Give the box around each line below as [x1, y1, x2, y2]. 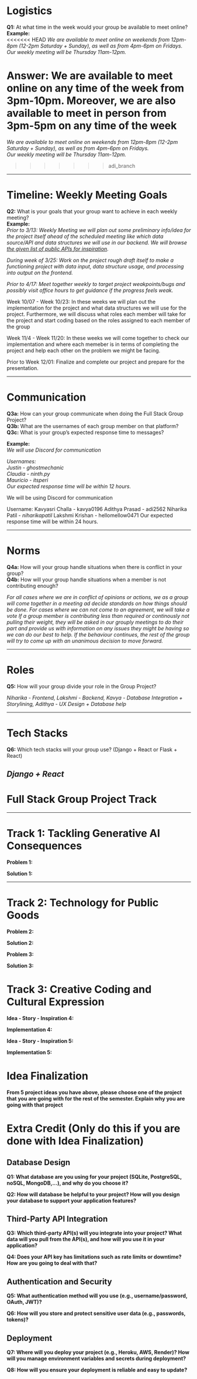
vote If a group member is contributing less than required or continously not [6, 612, 189, 619]
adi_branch [108, 162, 136, 169]
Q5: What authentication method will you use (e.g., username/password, [6, 1292, 188, 1299]
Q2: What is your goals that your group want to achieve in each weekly [6, 207, 178, 215]
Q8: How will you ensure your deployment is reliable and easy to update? [6, 1367, 188, 1374]
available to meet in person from [6, 107, 167, 120]
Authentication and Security [6, 1276, 112, 1287]
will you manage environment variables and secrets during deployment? [6, 1355, 186, 1362]
